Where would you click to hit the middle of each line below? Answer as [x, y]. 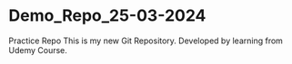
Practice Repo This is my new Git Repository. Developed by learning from [146, 41]
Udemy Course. [38, 50]
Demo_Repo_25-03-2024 [107, 16]
